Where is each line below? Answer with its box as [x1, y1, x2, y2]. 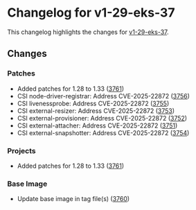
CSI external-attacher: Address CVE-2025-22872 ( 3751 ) [17, 121, 178, 130]
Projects [7, 146, 36, 155]
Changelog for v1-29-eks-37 [7, 5, 175, 21]
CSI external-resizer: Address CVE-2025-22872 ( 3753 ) [17, 106, 175, 115]
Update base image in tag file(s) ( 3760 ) [17, 195, 130, 203]
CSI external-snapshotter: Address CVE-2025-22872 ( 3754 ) [17, 128, 190, 137]
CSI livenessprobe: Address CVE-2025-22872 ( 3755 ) [17, 99, 170, 107]
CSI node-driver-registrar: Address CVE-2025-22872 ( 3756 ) [17, 91, 190, 100]
